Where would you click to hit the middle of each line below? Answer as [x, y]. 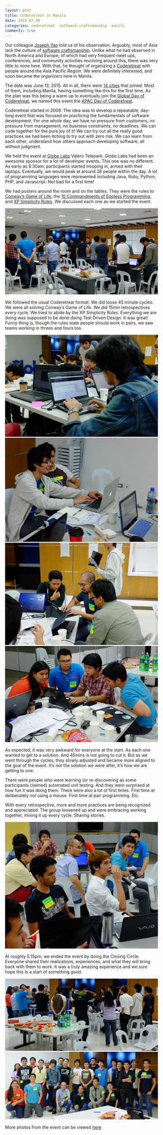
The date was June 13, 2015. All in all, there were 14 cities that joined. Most [80, 85]
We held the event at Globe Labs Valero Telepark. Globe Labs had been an [79, 156]
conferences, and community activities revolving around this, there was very [81, 61]
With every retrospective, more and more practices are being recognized [78, 805]
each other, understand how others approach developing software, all [75, 141]
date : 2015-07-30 [23, 20]
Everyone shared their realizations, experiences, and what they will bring [78, 961]
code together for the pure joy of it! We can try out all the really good [74, 131]
